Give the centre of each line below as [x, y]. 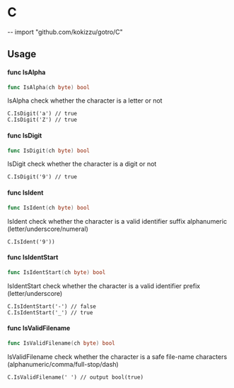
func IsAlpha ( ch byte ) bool [49, 87]
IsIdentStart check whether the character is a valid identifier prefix [104, 286]
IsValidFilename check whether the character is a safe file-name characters [117, 356]
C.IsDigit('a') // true [42, 114]
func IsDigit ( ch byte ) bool [49, 150]
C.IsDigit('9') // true [42, 177]
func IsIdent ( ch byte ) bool [49, 207]
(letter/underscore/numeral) [48, 229]
